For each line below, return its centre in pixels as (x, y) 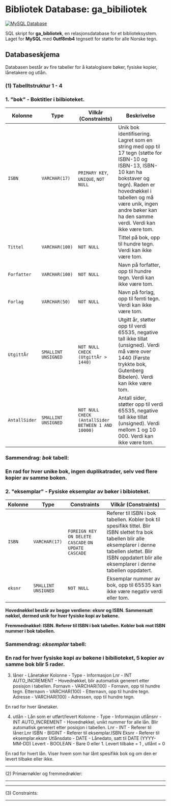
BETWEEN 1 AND (95, 425)
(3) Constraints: (22, 793)
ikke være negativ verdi (135, 592)
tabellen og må (136, 197)
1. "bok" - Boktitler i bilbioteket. (45, 99)
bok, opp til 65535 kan (134, 585)
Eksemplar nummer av (133, 579)
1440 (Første (134, 357)
